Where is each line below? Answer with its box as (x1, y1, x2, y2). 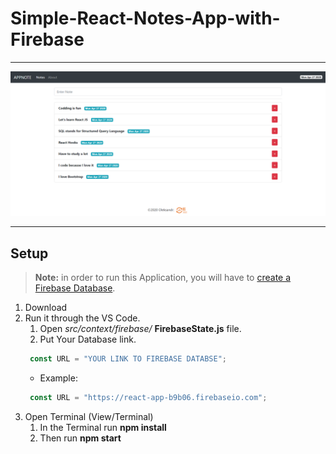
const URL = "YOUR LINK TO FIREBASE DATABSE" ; (29, 354, 227, 364)
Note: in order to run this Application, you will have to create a (34, 272, 292, 284)
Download (24, 302, 68, 314)
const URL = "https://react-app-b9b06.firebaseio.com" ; (29, 392, 268, 402)
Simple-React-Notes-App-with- (10, 7, 281, 30)
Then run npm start (39, 432, 122, 444)
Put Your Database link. (39, 333, 137, 346)
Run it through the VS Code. (24, 312, 141, 324)
